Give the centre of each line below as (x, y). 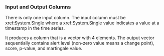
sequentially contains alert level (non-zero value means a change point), (80, 43)
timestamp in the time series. (35, 28)
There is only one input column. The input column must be (65, 18)
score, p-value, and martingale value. (44, 49)
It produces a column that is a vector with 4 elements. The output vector (80, 38)
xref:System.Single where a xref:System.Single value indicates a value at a (82, 23)
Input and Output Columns (38, 7)
